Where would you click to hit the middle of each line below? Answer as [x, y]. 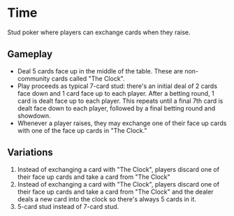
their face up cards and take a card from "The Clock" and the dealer [116, 192]
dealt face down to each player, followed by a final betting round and [116, 108]
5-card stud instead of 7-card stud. [68, 206]
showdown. [34, 115]
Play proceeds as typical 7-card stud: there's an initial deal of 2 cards [117, 86]
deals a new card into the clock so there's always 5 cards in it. [107, 199]
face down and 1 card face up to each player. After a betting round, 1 [116, 93]
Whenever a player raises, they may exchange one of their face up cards [122, 123]
